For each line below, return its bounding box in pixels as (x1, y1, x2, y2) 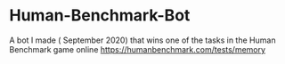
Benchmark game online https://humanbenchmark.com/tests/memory (9, 44, 265, 54)
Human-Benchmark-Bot (9, 5, 191, 26)
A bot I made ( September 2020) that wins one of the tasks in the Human (9, 35, 276, 45)
